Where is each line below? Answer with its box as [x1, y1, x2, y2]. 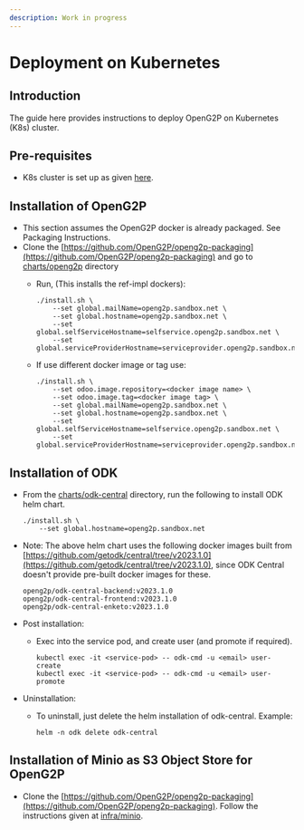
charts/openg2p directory [22, 261, 119, 272]
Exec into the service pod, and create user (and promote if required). [35, 636, 292, 647]
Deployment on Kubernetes [9, 52, 221, 72]
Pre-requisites [9, 149, 92, 164]
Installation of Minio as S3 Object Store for [9, 753, 253, 768]
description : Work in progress [9, 13, 128, 23]
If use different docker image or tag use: [35, 360, 187, 371]
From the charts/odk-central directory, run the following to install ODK [22, 489, 283, 500]
